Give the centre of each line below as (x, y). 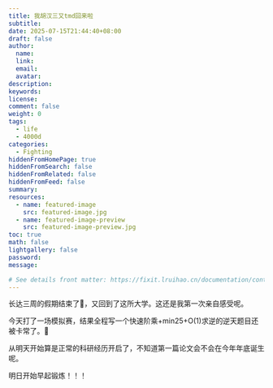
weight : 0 (25, 114)
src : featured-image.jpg (65, 212)
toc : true (25, 235)
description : (30, 84)
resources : (27, 197)
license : (23, 99)
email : (27, 69)
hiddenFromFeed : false (47, 182)
